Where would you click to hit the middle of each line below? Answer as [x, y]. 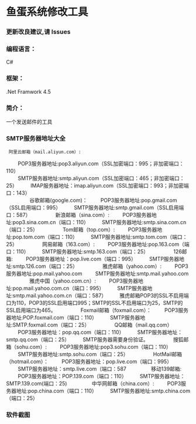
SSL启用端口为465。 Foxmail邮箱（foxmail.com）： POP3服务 [97, 310]
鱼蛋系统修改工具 [47, 12]
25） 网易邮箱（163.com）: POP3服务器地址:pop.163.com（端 [98, 245]
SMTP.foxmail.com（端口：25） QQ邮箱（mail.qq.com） [92, 325]
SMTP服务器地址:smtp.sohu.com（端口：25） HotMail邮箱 [100, 354]
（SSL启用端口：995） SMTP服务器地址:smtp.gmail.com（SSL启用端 [95, 208]
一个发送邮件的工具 [29, 122]
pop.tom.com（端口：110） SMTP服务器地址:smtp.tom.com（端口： [100, 237]
